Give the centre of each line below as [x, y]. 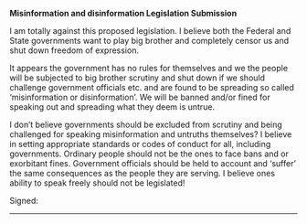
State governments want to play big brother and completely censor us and [149, 41]
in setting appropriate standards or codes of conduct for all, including [140, 144]
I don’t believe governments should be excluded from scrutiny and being [146, 124]
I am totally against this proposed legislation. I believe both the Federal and [150, 31]
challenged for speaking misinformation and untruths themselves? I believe [151, 134]
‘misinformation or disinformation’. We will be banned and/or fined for [140, 97]
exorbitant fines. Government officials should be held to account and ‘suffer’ [153, 163]
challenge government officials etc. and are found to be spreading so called [152, 87]
